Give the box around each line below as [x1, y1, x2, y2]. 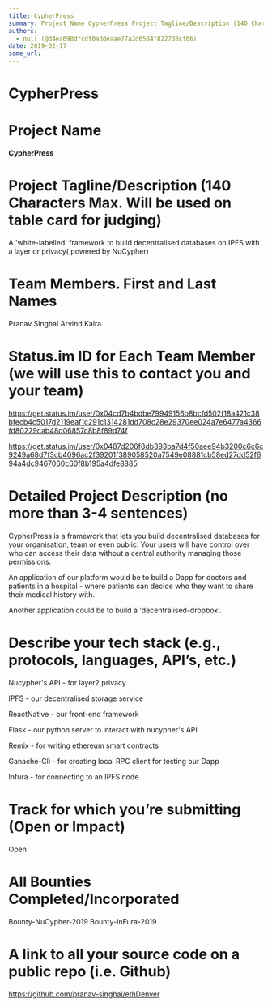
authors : [8, 27, 38, 35]
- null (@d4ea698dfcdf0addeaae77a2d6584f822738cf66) [15, 34, 198, 43]
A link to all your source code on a [8, 945, 240, 963]
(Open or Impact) [8, 817, 125, 835]
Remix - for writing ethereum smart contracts [8, 740, 159, 750]
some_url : [8, 49, 42, 58]
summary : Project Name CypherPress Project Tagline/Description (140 [8, 19, 249, 28]
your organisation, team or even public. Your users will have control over [8, 540, 250, 549]
